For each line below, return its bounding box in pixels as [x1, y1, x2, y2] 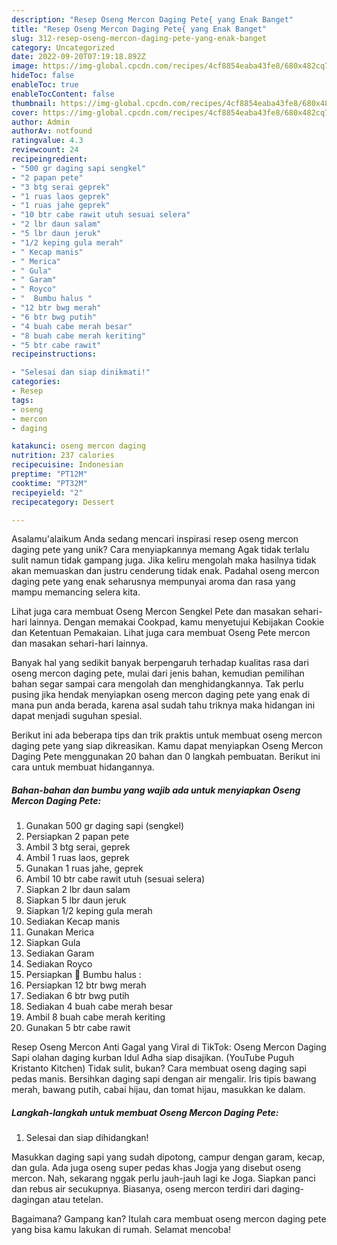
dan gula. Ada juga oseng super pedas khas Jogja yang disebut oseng [11, 1162, 302, 1174]
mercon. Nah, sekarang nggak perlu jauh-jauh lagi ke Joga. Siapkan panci [11, 1172, 316, 1185]
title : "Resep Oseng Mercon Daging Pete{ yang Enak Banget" [11, 24, 268, 34]
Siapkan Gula [25, 937, 81, 949]
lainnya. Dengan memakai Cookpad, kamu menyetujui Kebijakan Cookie [29, 616, 325, 628]
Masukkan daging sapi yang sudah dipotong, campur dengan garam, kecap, [11, 1151, 326, 1163]
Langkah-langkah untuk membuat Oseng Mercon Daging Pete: [11, 1106, 279, 1118]
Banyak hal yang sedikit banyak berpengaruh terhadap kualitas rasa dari [11, 657, 309, 669]
